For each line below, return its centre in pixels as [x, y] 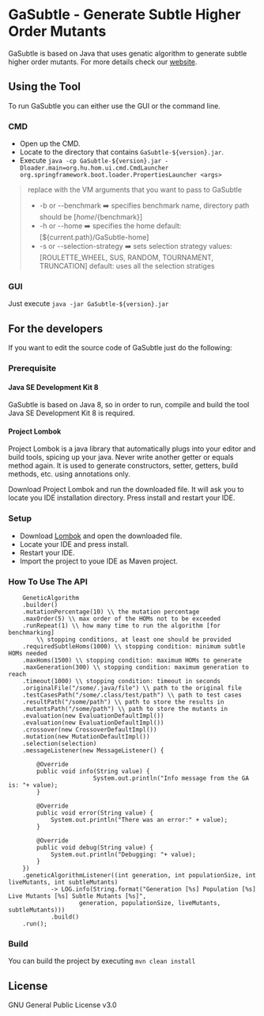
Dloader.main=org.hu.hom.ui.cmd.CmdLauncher [94, 168]
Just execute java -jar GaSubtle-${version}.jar [89, 304]
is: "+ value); [33, 785]
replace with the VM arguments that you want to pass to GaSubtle [135, 190]
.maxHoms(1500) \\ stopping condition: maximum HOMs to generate [132, 661]
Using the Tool [45, 87]
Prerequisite [32, 369]
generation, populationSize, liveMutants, [150, 903]
